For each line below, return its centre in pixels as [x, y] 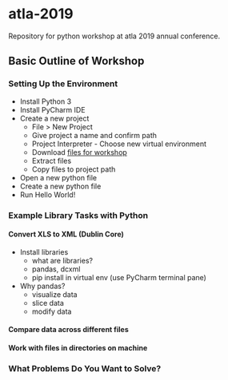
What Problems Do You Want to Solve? [85, 368]
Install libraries [44, 251]
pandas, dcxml [56, 269]
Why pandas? [42, 286]
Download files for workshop [80, 152]
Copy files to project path [74, 169]
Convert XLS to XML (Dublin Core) [66, 234]
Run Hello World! [48, 194]
